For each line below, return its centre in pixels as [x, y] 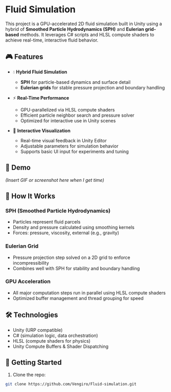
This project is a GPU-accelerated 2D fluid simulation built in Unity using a [84, 24]
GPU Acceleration [28, 282]
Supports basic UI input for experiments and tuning [74, 151]
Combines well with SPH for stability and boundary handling [76, 268]
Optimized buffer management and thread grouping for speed [78, 298]
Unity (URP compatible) [38, 330]
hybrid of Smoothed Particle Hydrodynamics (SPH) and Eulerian [75, 29]
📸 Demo [18, 168]
